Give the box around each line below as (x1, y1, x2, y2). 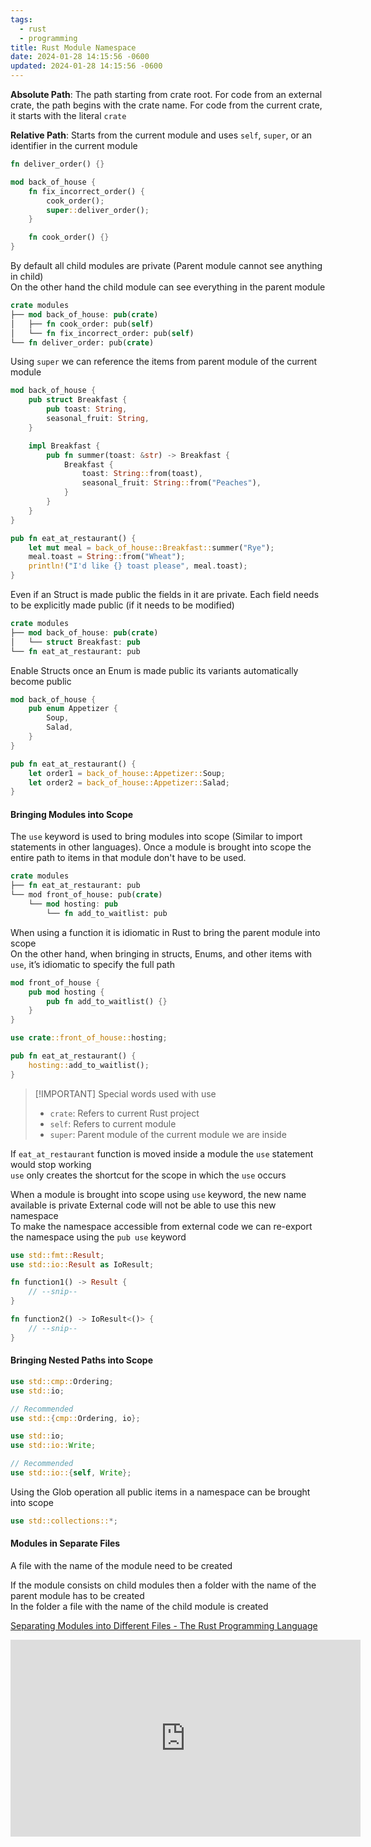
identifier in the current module (10, 140, 138, 151)
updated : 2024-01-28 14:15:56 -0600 (10, 61, 163, 71)
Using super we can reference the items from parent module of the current (10, 356, 318, 368)
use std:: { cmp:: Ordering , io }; (10, 1413, 141, 1423)
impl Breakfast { (28, 441, 101, 451)
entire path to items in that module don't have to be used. (10, 852, 247, 864)
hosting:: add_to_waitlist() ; (28, 1060, 150, 1070)
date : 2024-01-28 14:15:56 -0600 (10, 52, 150, 62)
